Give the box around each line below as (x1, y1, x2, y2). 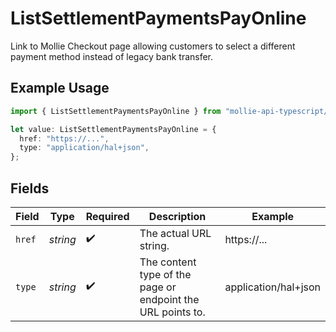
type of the (139, 267, 192, 281)
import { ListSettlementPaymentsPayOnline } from (10, 106, 222, 116)
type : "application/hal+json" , (19, 143, 150, 153)
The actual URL (139, 226, 212, 240)
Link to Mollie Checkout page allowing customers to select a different (10, 40, 296, 52)
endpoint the (139, 292, 200, 306)
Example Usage (10, 80, 110, 97)
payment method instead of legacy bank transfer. (10, 50, 214, 62)
